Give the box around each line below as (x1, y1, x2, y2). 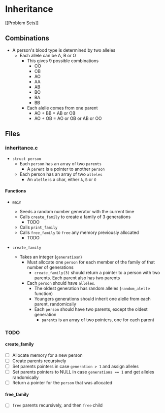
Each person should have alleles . (27, 280, 96, 286)
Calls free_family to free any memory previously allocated (19, 229, 139, 235)
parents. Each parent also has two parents (34, 275, 120, 281)
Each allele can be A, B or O (19, 52, 76, 58)
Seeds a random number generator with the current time (19, 208, 134, 214)
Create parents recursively (12, 358, 66, 364)
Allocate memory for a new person (12, 352, 83, 358)
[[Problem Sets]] (5, 20, 39, 26)
